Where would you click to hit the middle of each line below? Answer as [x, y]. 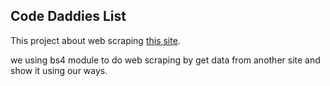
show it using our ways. [59, 70]
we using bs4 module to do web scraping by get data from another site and [165, 60]
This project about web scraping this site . [95, 40]
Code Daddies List [68, 16]
